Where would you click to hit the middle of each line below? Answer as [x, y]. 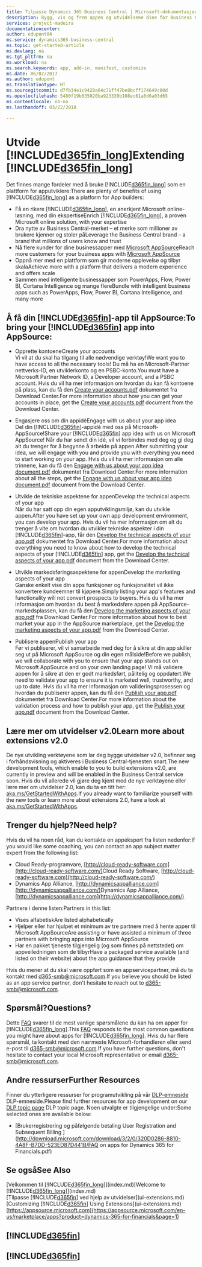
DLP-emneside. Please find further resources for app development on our [97, 1101]
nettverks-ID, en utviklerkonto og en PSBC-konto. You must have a [97, 370]
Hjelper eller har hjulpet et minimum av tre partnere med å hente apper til [105, 926]
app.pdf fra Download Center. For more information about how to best [101, 617]
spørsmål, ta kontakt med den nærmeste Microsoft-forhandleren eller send [99, 1042]
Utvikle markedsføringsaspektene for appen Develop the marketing [97, 572]
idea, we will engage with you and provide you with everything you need [104, 453]
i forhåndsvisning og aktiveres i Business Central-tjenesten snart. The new [98, 761]
